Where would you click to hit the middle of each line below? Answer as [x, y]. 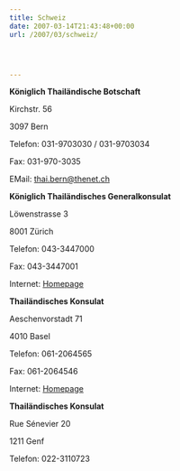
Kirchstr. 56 [31, 109]
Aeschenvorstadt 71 [46, 319]
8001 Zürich [31, 232]
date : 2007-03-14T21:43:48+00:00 [72, 26]
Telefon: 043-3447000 [52, 249]
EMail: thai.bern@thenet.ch [60, 179]
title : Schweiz [38, 18]
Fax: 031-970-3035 [45, 162]
